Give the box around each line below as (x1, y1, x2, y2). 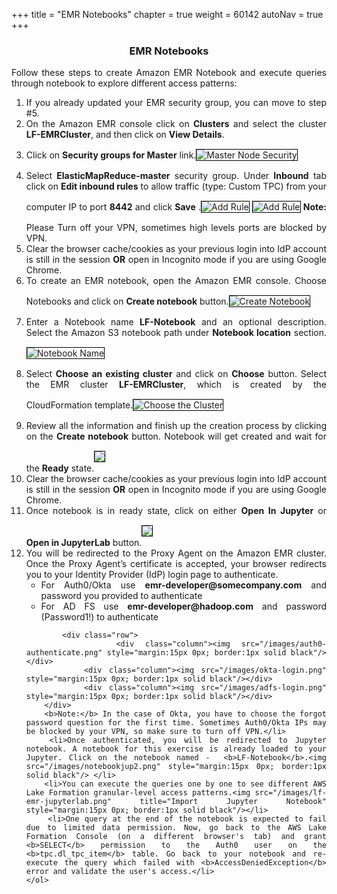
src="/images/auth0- (240, 639, 327, 649)
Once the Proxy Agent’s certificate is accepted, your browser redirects (25, 558, 327, 570)
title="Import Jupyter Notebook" (139, 797, 327, 807)
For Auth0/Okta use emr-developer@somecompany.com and (40, 579, 327, 591)
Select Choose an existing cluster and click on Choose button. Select (25, 368, 327, 380)
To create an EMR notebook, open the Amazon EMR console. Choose (25, 275, 327, 287)
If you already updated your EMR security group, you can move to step (25, 97, 327, 109)
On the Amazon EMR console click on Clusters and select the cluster (25, 118, 327, 130)
